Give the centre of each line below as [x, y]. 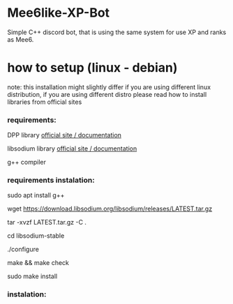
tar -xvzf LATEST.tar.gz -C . [47, 222]
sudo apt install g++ [36, 195]
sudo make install [32, 276]
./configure [23, 250]
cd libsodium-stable [36, 236]
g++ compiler [27, 162]
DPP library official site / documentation [65, 135]
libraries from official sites [45, 102]
